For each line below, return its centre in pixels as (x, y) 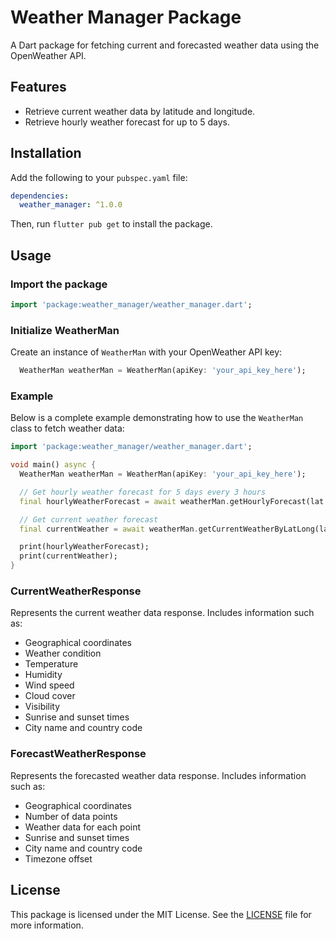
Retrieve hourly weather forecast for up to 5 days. (127, 122)
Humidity (43, 675)
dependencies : (40, 196)
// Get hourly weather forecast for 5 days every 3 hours (143, 492)
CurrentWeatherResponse (76, 591)
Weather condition (63, 653)
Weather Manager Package (126, 17)
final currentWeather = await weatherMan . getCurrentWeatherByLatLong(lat (176, 529)
